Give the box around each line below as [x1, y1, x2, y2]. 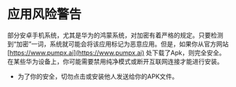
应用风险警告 [7, 6, 82, 22]
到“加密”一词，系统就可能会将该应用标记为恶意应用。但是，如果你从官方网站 [7, 39, 229, 48]
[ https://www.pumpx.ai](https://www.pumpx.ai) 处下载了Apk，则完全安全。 [7, 48, 225, 57]
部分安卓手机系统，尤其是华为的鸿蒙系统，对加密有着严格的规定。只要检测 [7, 31, 223, 39]
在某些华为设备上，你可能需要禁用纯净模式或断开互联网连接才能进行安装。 [7, 57, 223, 65]
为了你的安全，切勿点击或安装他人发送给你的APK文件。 [17, 72, 178, 81]
